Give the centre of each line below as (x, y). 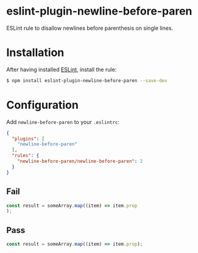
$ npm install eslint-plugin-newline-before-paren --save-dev (87, 80)
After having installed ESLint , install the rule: (62, 69)
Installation (35, 53)
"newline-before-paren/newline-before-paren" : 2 (80, 161)
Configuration (43, 105)
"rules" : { (26, 156)
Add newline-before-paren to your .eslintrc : (63, 122)
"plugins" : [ (28, 139)
